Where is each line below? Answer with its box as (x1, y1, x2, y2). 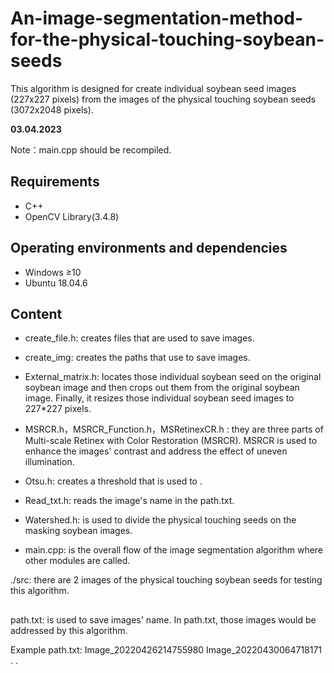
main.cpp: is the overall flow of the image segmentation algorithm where (24, 544, 324, 556)
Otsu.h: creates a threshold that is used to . (24, 475, 203, 487)
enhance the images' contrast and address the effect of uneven (24, 445, 288, 457)
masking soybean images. (24, 525, 133, 537)
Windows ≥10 (24, 266, 82, 278)
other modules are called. (24, 555, 131, 567)
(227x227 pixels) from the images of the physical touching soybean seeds (10, 93, 317, 105)
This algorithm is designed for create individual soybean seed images (10, 82, 297, 94)
